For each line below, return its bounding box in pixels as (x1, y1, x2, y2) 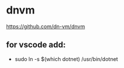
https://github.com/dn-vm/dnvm (6, 23, 85, 30)
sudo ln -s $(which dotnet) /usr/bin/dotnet (14, 55, 119, 62)
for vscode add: (6, 40, 66, 50)
